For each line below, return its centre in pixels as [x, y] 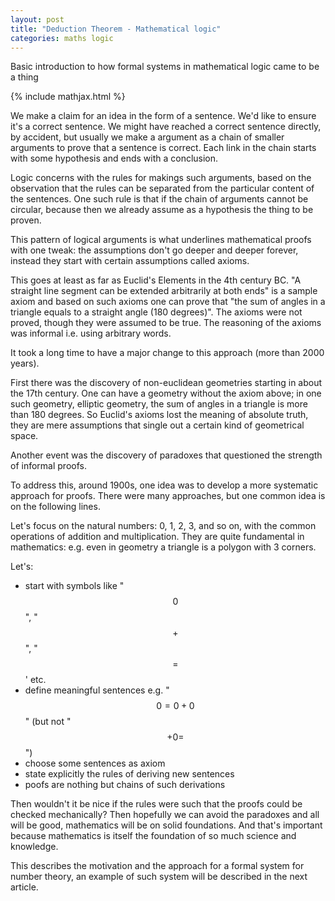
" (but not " [48, 722]
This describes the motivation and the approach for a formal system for [157, 866]
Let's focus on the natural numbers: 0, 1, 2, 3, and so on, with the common [163, 526]
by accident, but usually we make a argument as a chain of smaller [147, 137]
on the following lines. [55, 507]
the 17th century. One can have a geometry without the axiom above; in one [166, 393]
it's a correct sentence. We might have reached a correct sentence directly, [166, 127]
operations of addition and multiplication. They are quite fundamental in [157, 537]
